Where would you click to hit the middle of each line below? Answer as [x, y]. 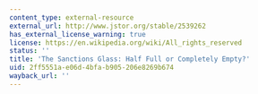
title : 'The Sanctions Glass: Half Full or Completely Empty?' [130, 59]
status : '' [30, 51]
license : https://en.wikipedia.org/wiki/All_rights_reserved [126, 43]
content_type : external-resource [72, 17]
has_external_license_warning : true [77, 34]
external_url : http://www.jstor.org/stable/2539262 [107, 26]
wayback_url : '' [39, 76]
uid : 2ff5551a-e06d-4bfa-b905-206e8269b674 [92, 68]
